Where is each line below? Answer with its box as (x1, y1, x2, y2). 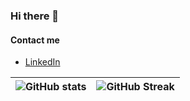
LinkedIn (24, 56, 61, 68)
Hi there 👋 (10, 9, 60, 23)
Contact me (10, 34, 60, 46)
